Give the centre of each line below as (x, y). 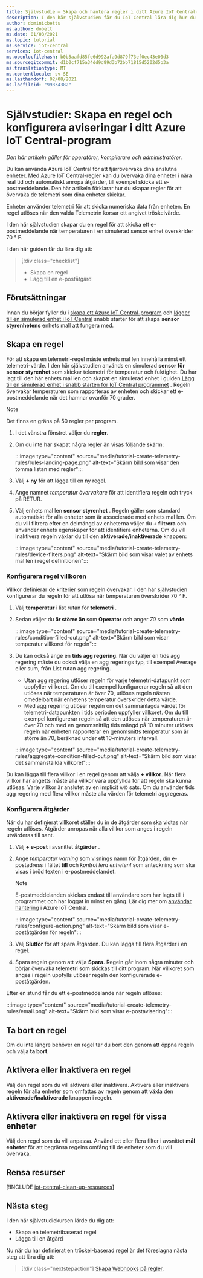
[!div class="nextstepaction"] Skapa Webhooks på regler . (92, 1269)
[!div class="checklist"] (50, 261)
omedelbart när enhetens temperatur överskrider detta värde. (101, 699)
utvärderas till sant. (30, 835)
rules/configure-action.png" (50, 926)
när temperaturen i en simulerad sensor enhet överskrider (121, 231)
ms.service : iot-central (37, 46)
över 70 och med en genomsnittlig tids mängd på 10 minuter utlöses (108, 725)
